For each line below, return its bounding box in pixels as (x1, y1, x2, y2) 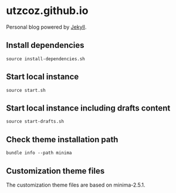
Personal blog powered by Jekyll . (6, 23, 87, 30)
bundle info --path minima (6, 150, 72, 156)
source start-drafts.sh (6, 119, 65, 125)
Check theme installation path (6, 135, 119, 144)
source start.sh (6, 87, 46, 93)
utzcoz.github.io (6, 4, 89, 18)
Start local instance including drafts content (6, 103, 171, 113)
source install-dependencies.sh (6, 56, 85, 62)
